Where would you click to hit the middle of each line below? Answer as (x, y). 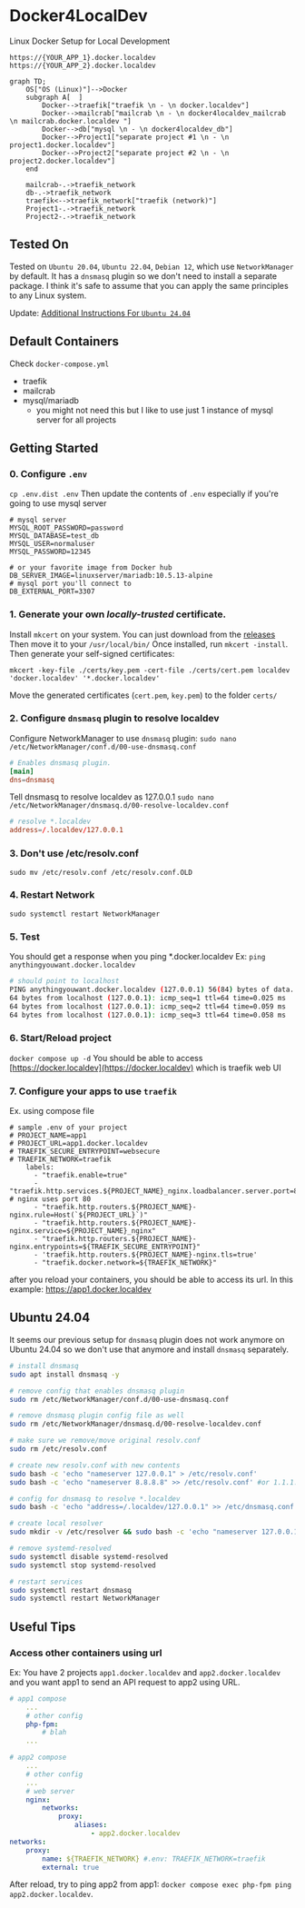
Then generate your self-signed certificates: (92, 653)
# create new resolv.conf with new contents (95, 1465)
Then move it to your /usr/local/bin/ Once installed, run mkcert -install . (149, 644)
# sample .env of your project (69, 1128)
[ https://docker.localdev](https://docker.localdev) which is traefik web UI (145, 1068)
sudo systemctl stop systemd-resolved (83, 1565)
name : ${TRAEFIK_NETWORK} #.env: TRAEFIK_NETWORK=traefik (154, 1859)
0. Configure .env (49, 473)
